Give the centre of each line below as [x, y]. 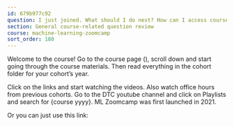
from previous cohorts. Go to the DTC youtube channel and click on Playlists [117, 95]
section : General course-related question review [81, 26]
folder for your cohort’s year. [48, 74]
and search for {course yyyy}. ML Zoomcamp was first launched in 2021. [112, 102]
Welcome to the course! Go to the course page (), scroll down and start [109, 59]
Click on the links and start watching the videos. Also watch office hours [111, 87]
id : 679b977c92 [29, 13]
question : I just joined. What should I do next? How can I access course [118, 20]
